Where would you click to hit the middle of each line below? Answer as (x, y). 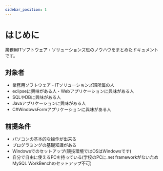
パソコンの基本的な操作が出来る (44, 139)
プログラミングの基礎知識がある (44, 145)
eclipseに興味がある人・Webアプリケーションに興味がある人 (73, 91)
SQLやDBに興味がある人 (36, 97)
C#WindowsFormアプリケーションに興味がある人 (61, 110)
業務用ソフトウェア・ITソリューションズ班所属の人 (63, 85)
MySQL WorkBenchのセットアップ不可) (52, 163)
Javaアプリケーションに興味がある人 (49, 103)
